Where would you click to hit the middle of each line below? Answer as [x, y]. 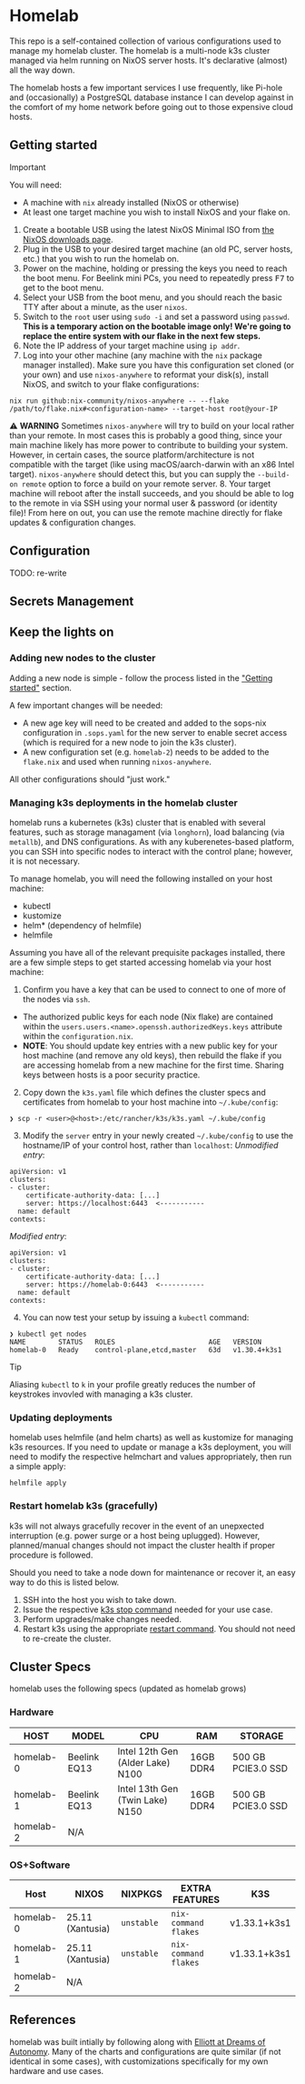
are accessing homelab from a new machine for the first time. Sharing [153, 1065]
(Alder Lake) [144, 1762]
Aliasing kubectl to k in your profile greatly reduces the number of [133, 1384]
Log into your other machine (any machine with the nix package [143, 355]
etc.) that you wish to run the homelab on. [101, 258]
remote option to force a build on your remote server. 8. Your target [146, 484]
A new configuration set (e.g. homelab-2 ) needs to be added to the [146, 752]
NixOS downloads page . [68, 239]
